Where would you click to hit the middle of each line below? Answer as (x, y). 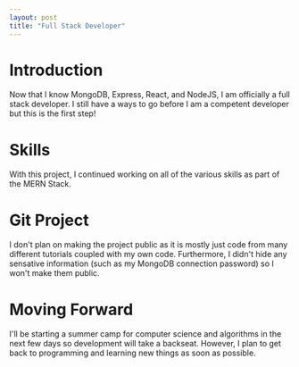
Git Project (49, 220)
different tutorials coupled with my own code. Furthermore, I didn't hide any (148, 254)
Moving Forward (71, 309)
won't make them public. (54, 273)
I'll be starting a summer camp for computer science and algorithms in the (145, 334)
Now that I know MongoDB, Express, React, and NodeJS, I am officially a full (149, 95)
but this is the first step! (53, 113)
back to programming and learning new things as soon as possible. (133, 353)
